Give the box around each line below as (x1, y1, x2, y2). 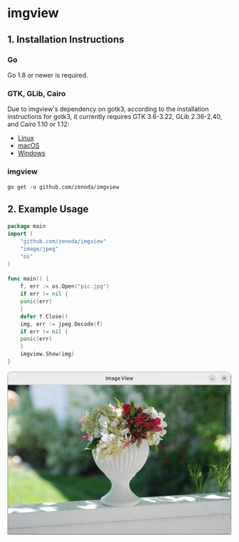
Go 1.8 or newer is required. (7, 71, 89, 79)
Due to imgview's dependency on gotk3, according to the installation (7, 105, 209, 113)
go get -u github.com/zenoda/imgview (7, 184, 119, 191)
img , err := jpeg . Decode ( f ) (20, 320, 103, 328)
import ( (7, 230, 33, 238)
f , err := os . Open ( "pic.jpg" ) (20, 283, 110, 290)
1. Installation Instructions (7, 33, 124, 46)
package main (7, 223, 46, 230)
